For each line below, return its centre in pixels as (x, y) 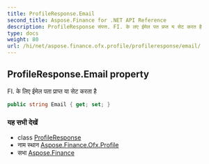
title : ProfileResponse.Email (51, 14)
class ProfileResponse (49, 137)
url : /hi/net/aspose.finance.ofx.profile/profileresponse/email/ (104, 46)
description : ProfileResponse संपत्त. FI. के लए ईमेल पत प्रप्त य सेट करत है (104, 27)
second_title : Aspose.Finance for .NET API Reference (87, 20)
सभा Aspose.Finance (46, 152)
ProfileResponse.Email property (78, 74)
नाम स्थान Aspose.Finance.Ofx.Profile (68, 144)
